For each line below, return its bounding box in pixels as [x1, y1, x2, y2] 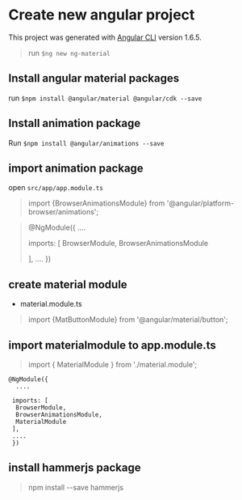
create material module [8, 278, 127, 291]
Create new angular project [8, 6, 195, 24]
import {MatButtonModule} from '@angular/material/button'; [27, 315, 228, 324]
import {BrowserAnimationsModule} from [27, 198, 165, 208]
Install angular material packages [8, 71, 180, 86]
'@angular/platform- [166, 198, 235, 208]
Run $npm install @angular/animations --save [8, 138, 165, 147]
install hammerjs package [8, 461, 141, 475]
